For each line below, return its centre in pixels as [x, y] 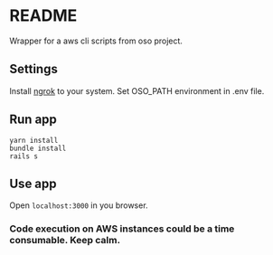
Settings [34, 69]
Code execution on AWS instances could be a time [122, 229]
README [43, 16]
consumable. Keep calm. [65, 241]
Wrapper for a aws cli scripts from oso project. [96, 41]
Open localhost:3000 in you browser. [79, 205]
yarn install [34, 140]
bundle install [38, 148]
